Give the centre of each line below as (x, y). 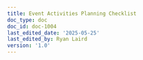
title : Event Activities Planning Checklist (72, 13)
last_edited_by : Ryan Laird (47, 39)
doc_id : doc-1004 (32, 26)
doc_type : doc (27, 20)
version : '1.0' (29, 46)
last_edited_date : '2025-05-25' (53, 33)
